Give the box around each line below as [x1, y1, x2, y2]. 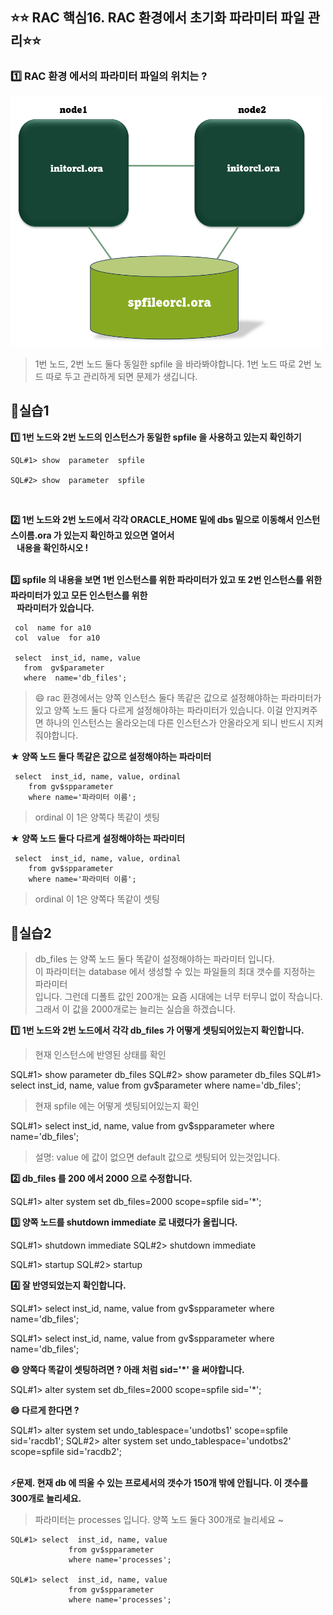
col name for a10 [14, 623, 92, 633]
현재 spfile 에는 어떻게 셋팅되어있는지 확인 [34, 1100, 200, 1112]
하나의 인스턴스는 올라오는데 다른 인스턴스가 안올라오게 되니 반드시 [45, 716, 305, 728]
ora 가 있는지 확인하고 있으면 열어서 [37, 529, 175, 541]
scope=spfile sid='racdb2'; [10, 1446, 122, 1458]
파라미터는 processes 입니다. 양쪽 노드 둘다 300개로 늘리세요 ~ [34, 1514, 284, 1526]
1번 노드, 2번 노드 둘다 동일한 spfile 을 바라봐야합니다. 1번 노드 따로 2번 [34, 358, 312, 370]
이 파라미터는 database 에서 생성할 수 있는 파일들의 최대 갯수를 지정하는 [34, 966, 316, 978]
